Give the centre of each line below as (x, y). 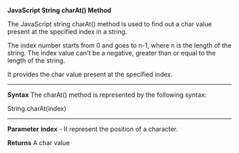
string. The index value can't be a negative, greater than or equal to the (112, 53)
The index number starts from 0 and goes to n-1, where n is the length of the (119, 45)
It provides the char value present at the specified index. (90, 74)
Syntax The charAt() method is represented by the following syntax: (107, 95)
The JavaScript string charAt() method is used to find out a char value (110, 24)
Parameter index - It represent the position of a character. (93, 129)
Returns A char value (38, 143)
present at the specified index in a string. (67, 32)
